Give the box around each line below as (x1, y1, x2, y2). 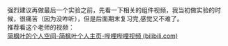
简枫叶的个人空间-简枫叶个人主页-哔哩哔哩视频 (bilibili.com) (7, 32, 178, 40)
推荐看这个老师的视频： (7, 23, 75, 31)
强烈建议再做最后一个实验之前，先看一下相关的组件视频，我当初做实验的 (7, 6, 215, 14)
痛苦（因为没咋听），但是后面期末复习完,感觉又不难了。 (25, 14, 183, 23)
